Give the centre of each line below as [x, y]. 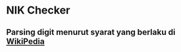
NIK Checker [38, 10]
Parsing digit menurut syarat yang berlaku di [91, 32]
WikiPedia [25, 41]
